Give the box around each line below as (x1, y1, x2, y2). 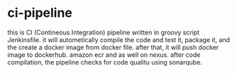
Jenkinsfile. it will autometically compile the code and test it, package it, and (7, 35, 231, 44)
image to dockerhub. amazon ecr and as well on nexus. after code (7, 51, 201, 59)
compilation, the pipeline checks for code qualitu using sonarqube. (7, 58, 202, 66)
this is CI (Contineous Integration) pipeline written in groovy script (7, 28, 200, 36)
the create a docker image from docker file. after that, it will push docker (7, 43, 219, 51)
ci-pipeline (7, 5, 73, 21)
